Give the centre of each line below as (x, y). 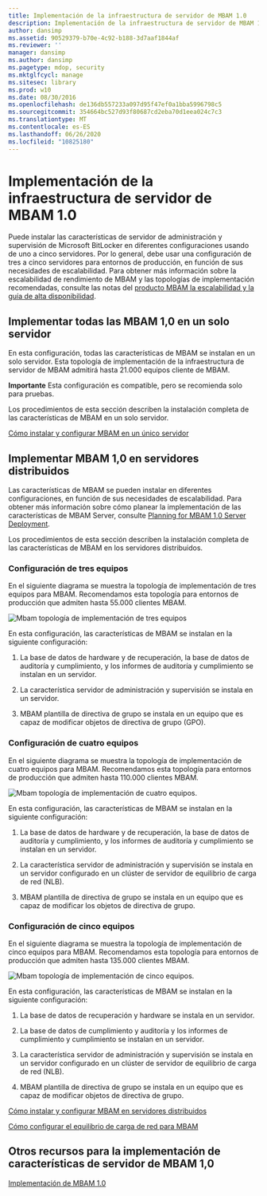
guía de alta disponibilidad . (52, 297)
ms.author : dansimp (41, 61)
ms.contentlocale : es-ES (49, 127)
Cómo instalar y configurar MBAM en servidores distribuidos (108, 1111)
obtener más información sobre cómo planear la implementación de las (125, 507)
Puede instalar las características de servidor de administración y (115, 237)
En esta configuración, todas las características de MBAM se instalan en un (132, 353)
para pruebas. (31, 394)
